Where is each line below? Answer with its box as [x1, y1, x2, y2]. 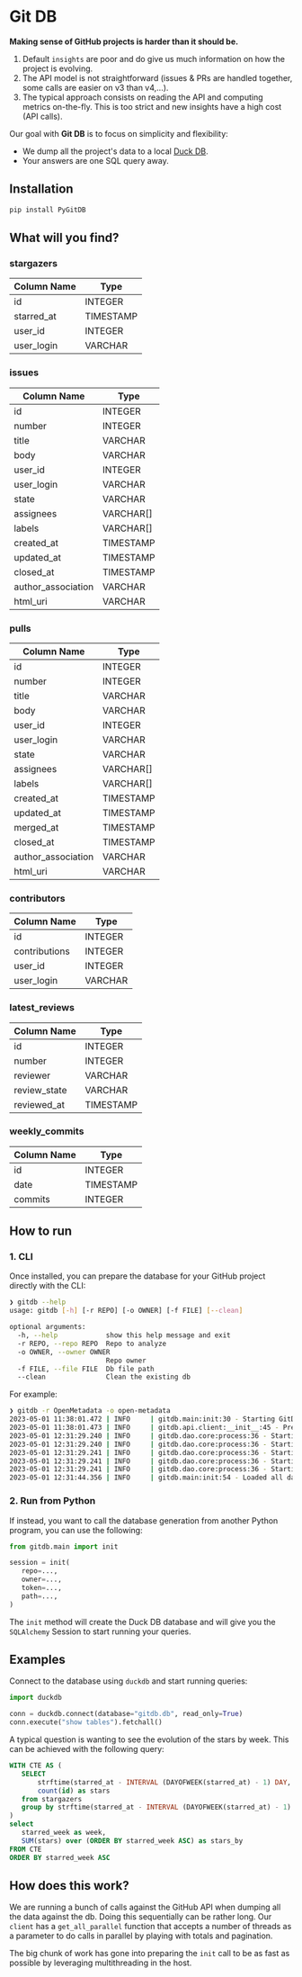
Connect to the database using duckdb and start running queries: [9, 1676, 248, 1686]
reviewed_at [13, 1098, 66, 1110]
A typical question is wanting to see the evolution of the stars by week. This [9, 1734, 289, 1745]
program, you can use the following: [9, 1524, 143, 1535]
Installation [9, 182, 74, 197]
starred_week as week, [21, 1829, 106, 1838]
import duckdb [9, 1694, 63, 1703]
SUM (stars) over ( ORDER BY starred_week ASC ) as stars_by [21, 1836, 244, 1846]
